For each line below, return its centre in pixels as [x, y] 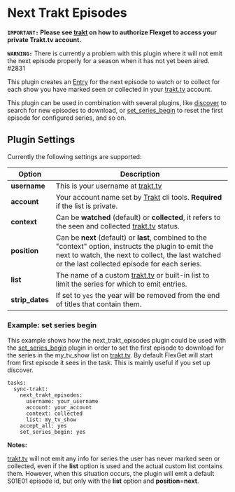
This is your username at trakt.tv [109, 186]
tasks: [17, 383]
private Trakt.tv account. [44, 39]
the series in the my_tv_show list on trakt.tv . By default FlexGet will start [110, 355]
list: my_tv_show [51, 420]
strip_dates [30, 299]
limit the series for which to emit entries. [121, 284]
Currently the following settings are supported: [74, 156]
